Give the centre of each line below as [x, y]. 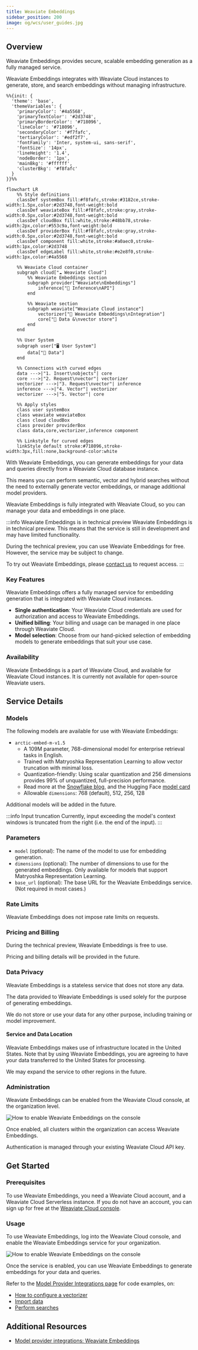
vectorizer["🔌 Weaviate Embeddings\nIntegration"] [101, 314]
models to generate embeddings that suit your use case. [83, 642]
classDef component [41, 242]
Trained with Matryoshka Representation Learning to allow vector [103, 762]
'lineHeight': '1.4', [43, 153]
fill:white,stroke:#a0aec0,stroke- [111, 242]
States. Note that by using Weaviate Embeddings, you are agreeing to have [97, 1054]
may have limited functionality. [43, 535]
